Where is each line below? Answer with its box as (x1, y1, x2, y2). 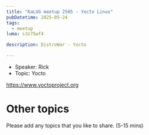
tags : (6, 20, 20, 26)
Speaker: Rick (14, 63, 49, 70)
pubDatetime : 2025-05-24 (6, 14, 68, 20)
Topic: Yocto (14, 70, 46, 76)
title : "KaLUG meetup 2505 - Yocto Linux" (6, 8, 113, 15)
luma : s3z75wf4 (6, 31, 44, 37)
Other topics (6, 102, 70, 116)
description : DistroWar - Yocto (6, 42, 86, 48)
